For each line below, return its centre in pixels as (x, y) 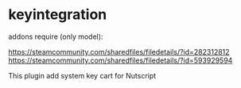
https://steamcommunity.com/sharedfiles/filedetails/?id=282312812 (119, 52)
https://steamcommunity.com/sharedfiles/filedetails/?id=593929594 (120, 60)
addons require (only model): (56, 36)
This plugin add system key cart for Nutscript (82, 75)
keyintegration (58, 15)
